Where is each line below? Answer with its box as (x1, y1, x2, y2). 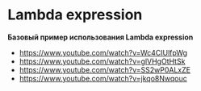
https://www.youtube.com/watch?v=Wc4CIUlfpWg (19, 48, 187, 57)
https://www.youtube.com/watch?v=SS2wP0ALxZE (19, 64, 191, 74)
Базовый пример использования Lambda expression (7, 32, 194, 42)
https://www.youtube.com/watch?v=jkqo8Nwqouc (19, 73, 187, 83)
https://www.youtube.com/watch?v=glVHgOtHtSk (19, 56, 186, 66)
